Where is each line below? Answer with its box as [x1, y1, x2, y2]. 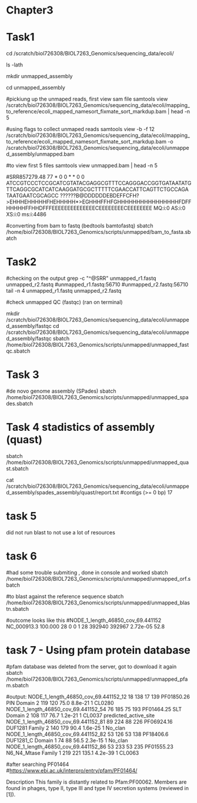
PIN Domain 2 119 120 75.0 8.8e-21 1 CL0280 [6, 699, 114, 706]
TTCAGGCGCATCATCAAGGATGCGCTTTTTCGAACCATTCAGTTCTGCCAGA [6, 186, 189, 193]
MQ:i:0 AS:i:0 [153, 205, 186, 212]
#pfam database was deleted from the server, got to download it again [6, 663, 177, 670]
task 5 [6, 510, 37, 523]
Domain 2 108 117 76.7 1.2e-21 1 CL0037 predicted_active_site [6, 712, 155, 719]
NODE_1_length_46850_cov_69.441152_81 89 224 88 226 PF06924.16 [6, 718, 173, 725]
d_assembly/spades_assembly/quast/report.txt [6, 489, 119, 496]
